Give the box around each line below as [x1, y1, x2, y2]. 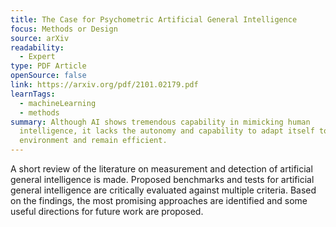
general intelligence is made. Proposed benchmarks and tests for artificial [10, 174, 315, 185]
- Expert [19, 52, 56, 62]
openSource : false [10, 71, 87, 81]
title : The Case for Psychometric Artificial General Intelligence [10, 14, 298, 25]
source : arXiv [10, 33, 70, 43]
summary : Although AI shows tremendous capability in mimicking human [10, 117, 311, 127]
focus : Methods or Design [10, 24, 118, 34]
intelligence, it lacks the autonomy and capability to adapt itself [19, 126, 315, 136]
